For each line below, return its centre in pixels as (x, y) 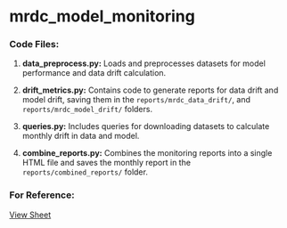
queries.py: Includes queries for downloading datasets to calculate (146, 126)
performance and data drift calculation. (94, 73)
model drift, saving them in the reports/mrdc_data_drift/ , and (136, 100)
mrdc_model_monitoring (102, 16)
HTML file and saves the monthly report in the (107, 163)
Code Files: (34, 45)
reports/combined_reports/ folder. (85, 172)
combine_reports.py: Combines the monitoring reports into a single (147, 153)
